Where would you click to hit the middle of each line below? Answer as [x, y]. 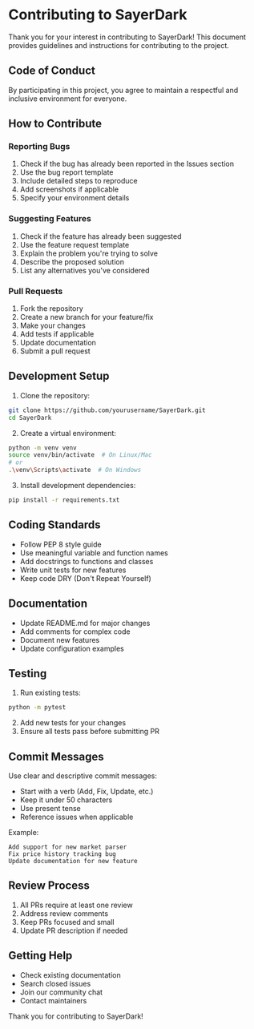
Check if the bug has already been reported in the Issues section [127, 164]
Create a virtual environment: [68, 433]
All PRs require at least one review [77, 905]
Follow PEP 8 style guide [60, 544]
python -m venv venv [43, 448]
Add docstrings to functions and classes [87, 561]
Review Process [49, 886]
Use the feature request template [75, 244]
